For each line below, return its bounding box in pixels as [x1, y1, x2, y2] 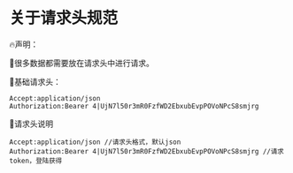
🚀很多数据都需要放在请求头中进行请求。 [9, 57, 155, 68]
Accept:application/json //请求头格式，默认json [9, 138, 181, 147]
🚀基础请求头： [9, 76, 62, 86]
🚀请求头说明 [9, 118, 54, 129]
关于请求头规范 [9, 8, 119, 28]
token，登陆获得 [9, 156, 63, 165]
